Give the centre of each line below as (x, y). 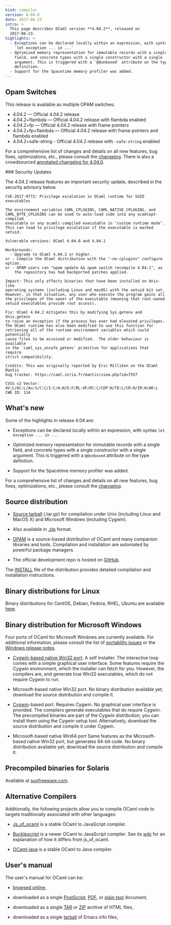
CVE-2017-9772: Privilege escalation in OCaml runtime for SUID (75, 197)
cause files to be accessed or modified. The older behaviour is (77, 339)
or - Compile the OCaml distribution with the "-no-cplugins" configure (84, 259)
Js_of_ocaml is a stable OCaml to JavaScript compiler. (69, 824)
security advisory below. (31, 187)
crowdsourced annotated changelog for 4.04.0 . (55, 162)
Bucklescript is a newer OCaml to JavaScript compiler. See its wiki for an (89, 834)
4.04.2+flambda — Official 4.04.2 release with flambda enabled (79, 120)
